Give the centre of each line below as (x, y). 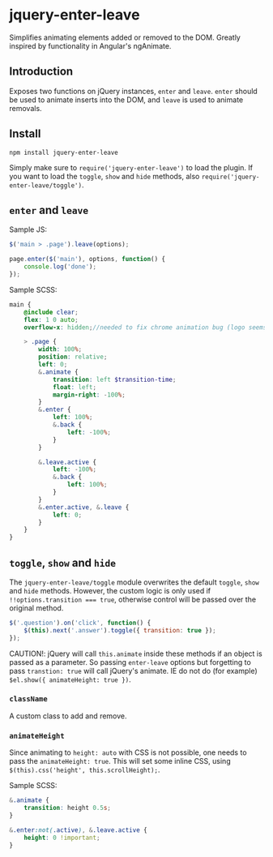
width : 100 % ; (60, 349)
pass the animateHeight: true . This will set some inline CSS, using (120, 761)
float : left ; (74, 387)
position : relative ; (73, 357)
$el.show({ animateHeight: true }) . (70, 679)
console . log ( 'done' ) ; (60, 267)
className (28, 699)
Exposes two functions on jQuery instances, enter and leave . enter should (133, 91)
